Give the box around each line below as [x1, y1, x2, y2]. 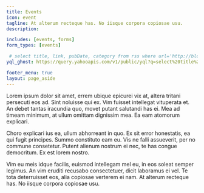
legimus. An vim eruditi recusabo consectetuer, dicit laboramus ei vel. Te [6, 167, 188, 174]
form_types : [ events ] [6, 42, 61, 48]
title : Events [6, 8, 42, 15]
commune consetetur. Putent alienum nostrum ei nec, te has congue [6, 142, 177, 149]
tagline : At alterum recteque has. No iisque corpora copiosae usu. [6, 20, 183, 26]
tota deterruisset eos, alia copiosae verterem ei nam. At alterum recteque [6, 173, 189, 180]
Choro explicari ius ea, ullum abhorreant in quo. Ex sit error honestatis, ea [6, 129, 190, 137]
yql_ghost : [6, 59, 34, 65]
